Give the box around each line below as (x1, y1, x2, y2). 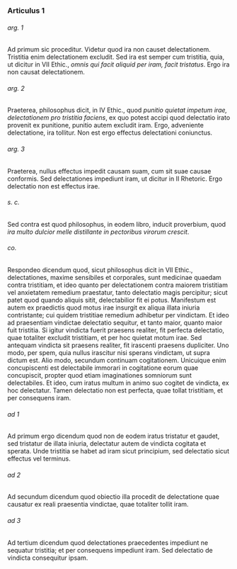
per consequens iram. (7, 393, 71, 402)
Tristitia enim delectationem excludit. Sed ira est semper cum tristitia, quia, (7, 52, 225, 62)
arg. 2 (7, 84, 25, 92)
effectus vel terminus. (7, 454, 71, 463)
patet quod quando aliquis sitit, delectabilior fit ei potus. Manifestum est (7, 295, 216, 304)
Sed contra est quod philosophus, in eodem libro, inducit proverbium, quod (7, 220, 226, 228)
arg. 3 (7, 145, 25, 153)
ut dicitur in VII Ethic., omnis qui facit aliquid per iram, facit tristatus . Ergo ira (7, 60, 230, 69)
